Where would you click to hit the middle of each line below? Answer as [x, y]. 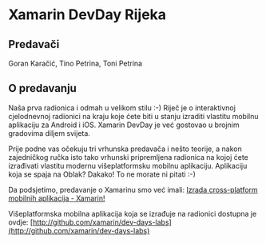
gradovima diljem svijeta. [49, 133]
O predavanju [43, 88]
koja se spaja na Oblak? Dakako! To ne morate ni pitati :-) [102, 174]
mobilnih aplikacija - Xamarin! [57, 198]
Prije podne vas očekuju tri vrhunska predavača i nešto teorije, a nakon [125, 149]
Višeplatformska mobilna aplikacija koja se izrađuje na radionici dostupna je [133, 213]
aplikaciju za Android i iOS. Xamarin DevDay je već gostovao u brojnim [124, 125]
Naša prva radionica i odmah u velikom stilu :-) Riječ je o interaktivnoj [122, 108]
